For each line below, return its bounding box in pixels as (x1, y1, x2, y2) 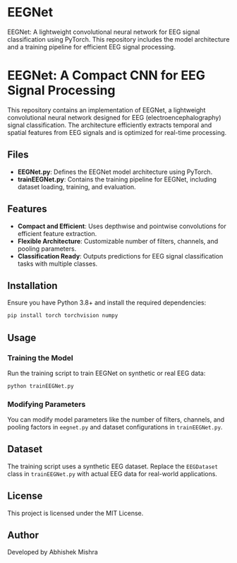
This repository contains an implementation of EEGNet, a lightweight (7, 105, 206, 114)
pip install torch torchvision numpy (7, 312, 119, 319)
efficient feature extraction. (17, 229, 97, 237)
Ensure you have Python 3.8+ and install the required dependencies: (7, 298, 207, 307)
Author (7, 529, 39, 541)
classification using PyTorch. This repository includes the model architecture (7, 35, 230, 43)
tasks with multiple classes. (17, 259, 98, 268)
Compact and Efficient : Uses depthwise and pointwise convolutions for (17, 222, 227, 230)
